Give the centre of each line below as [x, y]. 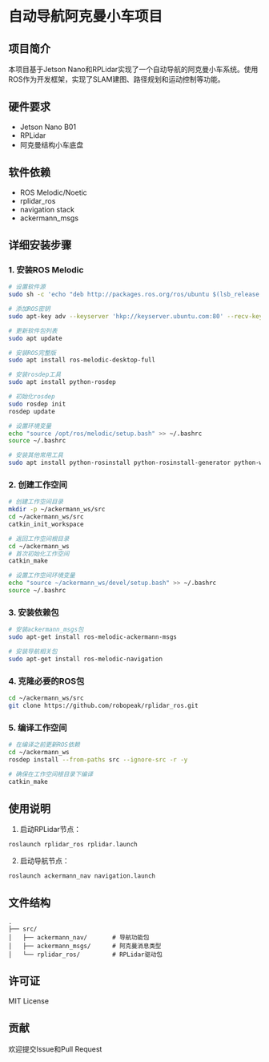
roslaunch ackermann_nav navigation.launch [82, 876]
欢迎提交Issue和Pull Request [55, 1049]
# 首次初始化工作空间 [39, 554]
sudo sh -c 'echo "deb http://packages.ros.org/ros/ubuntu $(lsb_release [134, 295]
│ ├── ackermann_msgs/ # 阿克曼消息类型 [85, 946]
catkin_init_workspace [46, 524]
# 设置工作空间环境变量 [42, 575]
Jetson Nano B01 [48, 127]
